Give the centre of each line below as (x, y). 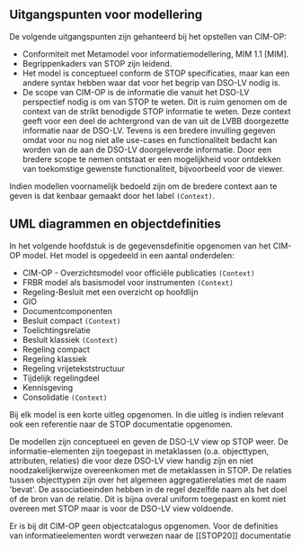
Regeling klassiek (55, 358)
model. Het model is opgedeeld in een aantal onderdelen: (128, 255)
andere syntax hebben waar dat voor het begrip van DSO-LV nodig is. (151, 82)
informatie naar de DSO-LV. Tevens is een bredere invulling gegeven (149, 130)
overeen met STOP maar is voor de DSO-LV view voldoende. (121, 508)
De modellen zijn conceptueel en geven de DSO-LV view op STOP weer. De (149, 441)
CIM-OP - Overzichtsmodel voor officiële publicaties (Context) (138, 273)
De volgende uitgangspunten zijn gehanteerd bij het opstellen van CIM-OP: (148, 36)
